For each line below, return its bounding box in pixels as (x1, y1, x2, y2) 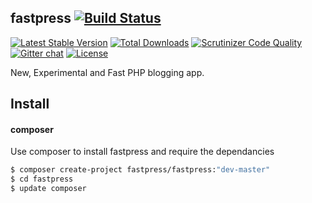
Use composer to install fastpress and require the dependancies (10, 146, 275, 158)
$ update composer (10, 184, 87, 194)
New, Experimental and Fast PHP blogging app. (10, 66, 205, 78)
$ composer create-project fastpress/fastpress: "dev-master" (10, 165, 271, 175)
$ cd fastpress (10, 174, 74, 185)
